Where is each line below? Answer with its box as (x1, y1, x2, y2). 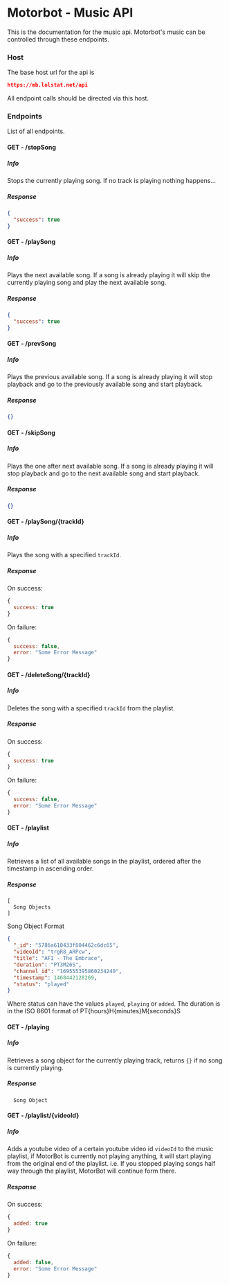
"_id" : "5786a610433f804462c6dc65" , (13, 942, 119, 949)
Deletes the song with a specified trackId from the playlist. (7, 703, 175, 712)
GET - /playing (7, 1022, 50, 1031)
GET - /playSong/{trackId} (7, 518, 84, 526)
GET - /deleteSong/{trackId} (7, 670, 91, 679)
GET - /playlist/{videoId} (7, 1111, 80, 1120)
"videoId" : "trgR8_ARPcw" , (13, 948, 91, 956)
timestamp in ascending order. (7, 864, 94, 873)
